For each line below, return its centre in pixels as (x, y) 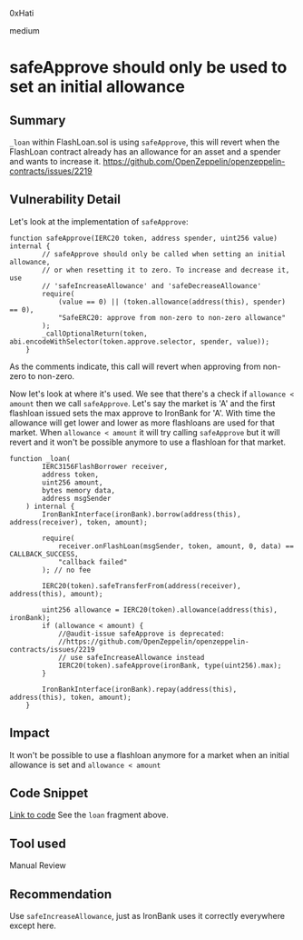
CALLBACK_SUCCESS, (44, 554)
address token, (71, 475)
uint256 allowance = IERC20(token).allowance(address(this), (160, 610)
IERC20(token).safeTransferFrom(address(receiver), (142, 585)
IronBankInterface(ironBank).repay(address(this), (140, 689)
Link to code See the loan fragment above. (89, 815)
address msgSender (77, 498)
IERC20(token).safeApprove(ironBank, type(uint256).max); (170, 665)
